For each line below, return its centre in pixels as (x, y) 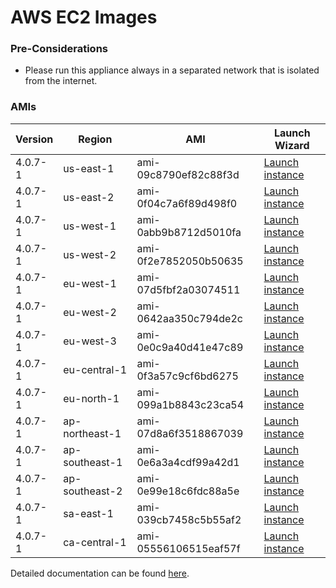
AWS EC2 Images (84, 17)
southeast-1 (93, 462)
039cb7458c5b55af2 (189, 519)
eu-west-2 (90, 312)
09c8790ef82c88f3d (188, 174)
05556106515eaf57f (188, 548)
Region (95, 139)
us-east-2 (89, 197)
